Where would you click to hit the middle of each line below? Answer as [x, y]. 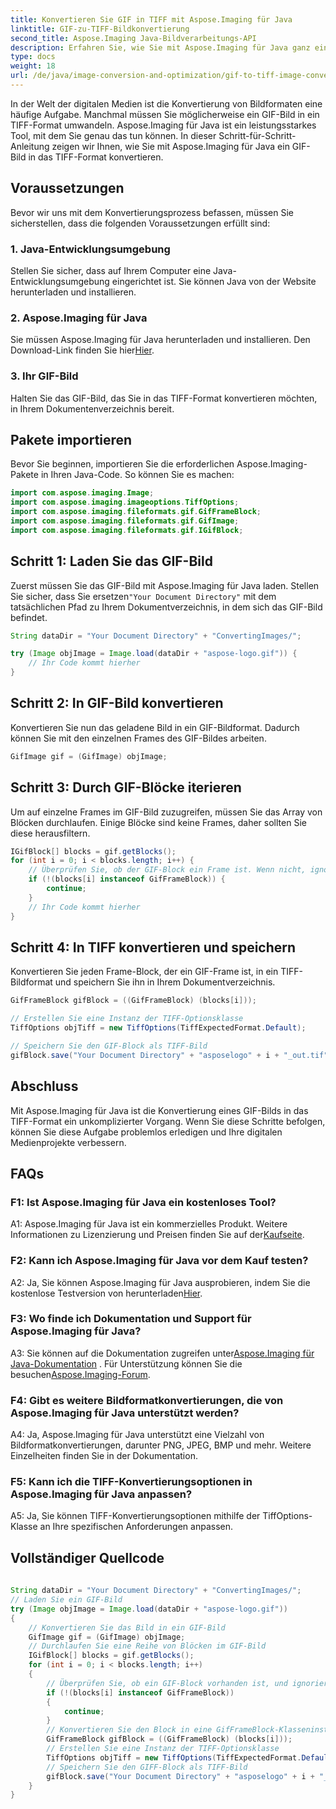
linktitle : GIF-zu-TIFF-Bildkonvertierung [100, 29]
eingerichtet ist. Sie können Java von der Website [214, 281]
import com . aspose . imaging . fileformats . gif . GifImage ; [125, 521]
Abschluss [44, 1086]
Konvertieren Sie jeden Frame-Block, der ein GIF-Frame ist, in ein [144, 972]
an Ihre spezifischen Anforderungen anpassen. [136, 1527]
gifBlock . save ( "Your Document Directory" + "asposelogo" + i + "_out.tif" [169, 1055]
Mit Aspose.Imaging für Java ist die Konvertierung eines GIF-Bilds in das [159, 1110]
